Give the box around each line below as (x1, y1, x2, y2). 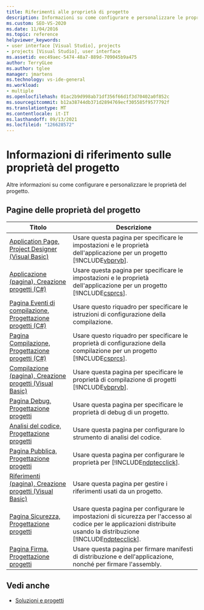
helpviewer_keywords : (6, 37, 61, 43)
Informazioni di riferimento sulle (6, 148, 172, 162)
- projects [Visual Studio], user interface (6, 49, 121, 55)
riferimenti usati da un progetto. (72, 487, 163, 495)
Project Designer (9, 244, 58, 253)
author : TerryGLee (6, 60, 53, 66)
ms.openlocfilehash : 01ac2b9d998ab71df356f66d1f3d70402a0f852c (6, 94, 170, 100)
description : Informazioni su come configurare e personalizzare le (6, 15, 183, 21)
